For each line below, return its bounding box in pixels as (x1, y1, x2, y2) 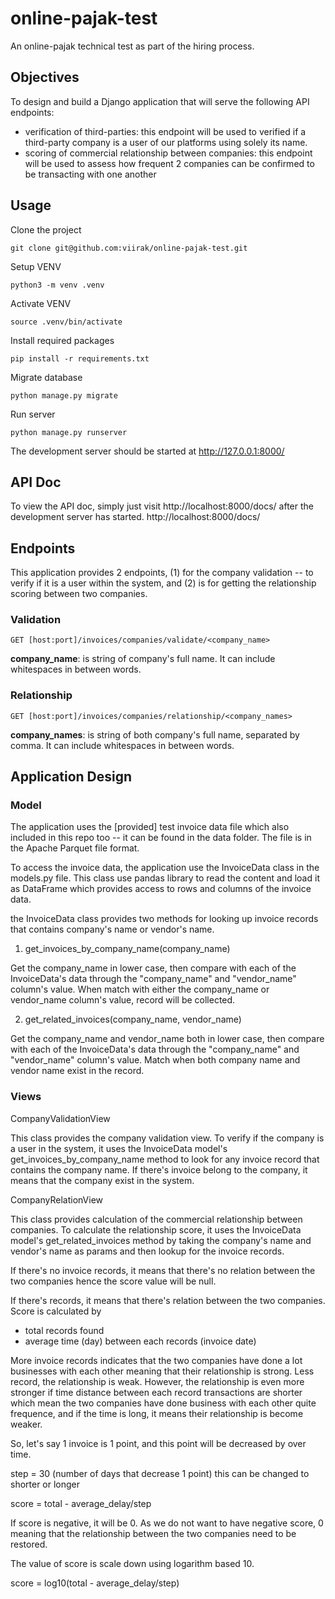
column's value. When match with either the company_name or (10, 983, 270, 996)
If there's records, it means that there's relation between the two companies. (10, 1294, 326, 1306)
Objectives (10, 69, 80, 86)
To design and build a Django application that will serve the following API (10, 95, 310, 107)
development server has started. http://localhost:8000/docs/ (10, 511, 261, 523)
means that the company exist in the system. (10, 1174, 195, 1186)
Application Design (10, 768, 133, 786)
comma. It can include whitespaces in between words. (10, 739, 235, 751)
